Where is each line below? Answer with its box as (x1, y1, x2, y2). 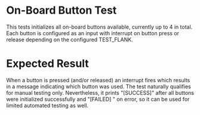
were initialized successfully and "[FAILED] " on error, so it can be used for (6, 95, 190, 102)
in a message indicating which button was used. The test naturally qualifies (6, 83, 191, 90)
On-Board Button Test (6, 4, 117, 17)
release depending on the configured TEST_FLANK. (6, 36, 133, 43)
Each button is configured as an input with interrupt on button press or (6, 29, 180, 36)
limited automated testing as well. (6, 102, 88, 109)
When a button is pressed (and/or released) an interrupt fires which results (6, 76, 190, 83)
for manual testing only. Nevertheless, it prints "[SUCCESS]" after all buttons (6, 89, 194, 96)
